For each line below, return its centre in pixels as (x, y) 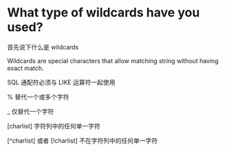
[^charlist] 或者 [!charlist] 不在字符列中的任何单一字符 (83, 140)
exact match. (25, 68)
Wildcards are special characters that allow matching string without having (113, 60)
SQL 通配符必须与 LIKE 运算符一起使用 (61, 82)
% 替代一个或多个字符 (38, 97)
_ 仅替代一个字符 (31, 111)
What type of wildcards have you (104, 13)
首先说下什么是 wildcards (43, 47)
